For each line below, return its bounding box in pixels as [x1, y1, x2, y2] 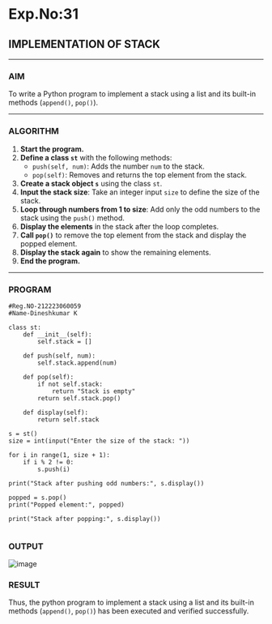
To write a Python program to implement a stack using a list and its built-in [8, 89, 257, 99]
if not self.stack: [37, 380, 104, 388]
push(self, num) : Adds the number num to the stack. [32, 161, 205, 171]
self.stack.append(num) [37, 358, 117, 367]
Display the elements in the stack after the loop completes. [19, 221, 219, 231]
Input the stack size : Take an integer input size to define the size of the [19, 187, 261, 197]
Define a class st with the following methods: [19, 152, 172, 162]
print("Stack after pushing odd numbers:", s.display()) [8, 479, 205, 487]
